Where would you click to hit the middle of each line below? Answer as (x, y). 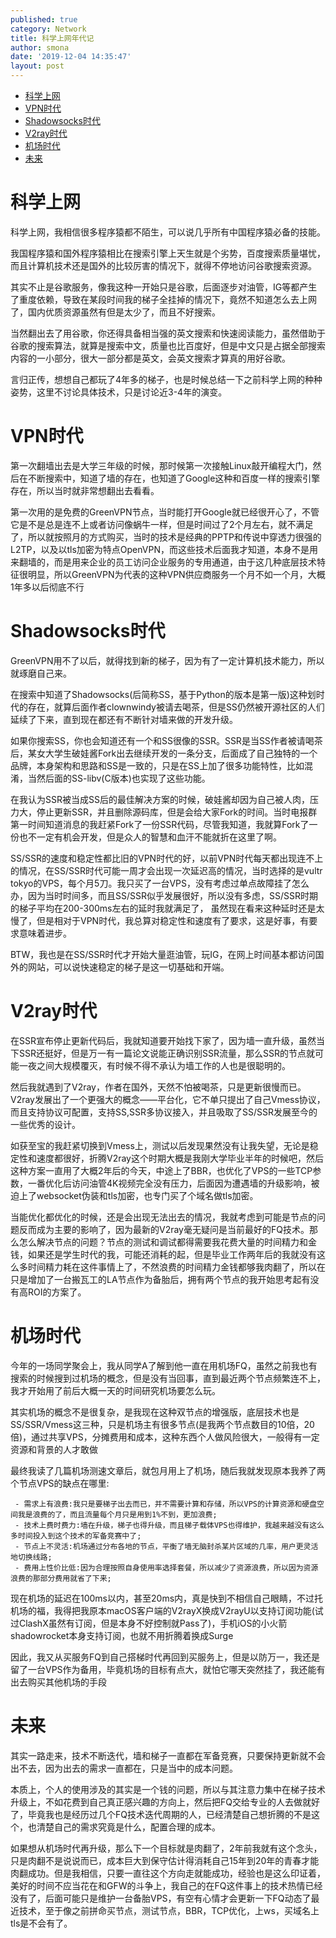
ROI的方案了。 (57, 1292)
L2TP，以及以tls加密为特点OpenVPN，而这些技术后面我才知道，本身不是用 (164, 549)
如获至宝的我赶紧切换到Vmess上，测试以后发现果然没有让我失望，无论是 (160, 1145)
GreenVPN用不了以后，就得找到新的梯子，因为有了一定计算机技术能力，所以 (167, 660)
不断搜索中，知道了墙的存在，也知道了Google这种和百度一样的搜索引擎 (174, 478)
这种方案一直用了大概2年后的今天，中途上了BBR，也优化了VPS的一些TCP (161, 1170)
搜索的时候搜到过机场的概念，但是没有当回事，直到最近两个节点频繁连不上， (168, 1378)
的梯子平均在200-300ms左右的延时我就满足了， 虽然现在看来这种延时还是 (163, 908)
